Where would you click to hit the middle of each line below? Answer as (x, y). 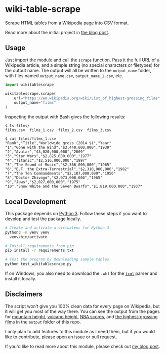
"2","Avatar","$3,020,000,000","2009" (45, 152)
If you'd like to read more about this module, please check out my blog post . (83, 346)
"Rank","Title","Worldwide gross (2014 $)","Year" (58, 143)
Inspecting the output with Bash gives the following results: (65, 117)
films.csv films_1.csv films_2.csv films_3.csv (58, 130)
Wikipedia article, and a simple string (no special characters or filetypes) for (82, 65)
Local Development (36, 201)
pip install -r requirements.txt (40, 251)
